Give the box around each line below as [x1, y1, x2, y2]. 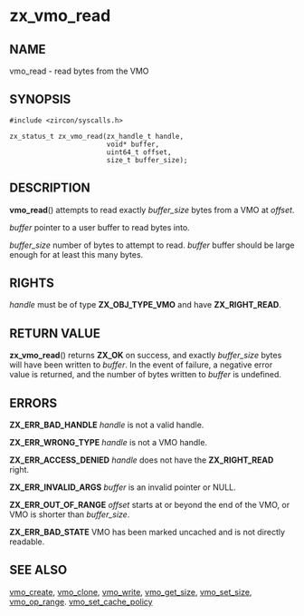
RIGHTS [9, 276, 54, 291]
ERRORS [9, 396, 58, 411]
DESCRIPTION [9, 181, 90, 196]
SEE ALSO [9, 562, 68, 578]
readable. [9, 536, 45, 547]
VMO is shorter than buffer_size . [9, 509, 130, 520]
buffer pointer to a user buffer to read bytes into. [9, 221, 190, 232]
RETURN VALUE [9, 326, 101, 341]
